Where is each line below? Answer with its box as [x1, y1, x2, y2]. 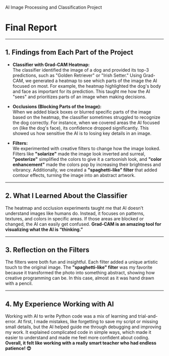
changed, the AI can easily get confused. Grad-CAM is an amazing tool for [5, 221, 161, 227]
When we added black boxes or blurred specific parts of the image [12, 108, 151, 115]
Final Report [5, 22, 57, 33]
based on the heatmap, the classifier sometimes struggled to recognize [12, 114, 160, 120]
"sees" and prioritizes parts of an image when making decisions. [12, 93, 147, 100]
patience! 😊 [5, 345, 32, 351]
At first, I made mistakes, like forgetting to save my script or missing [17, 319, 158, 325]
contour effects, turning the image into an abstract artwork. [12, 172, 136, 178]
